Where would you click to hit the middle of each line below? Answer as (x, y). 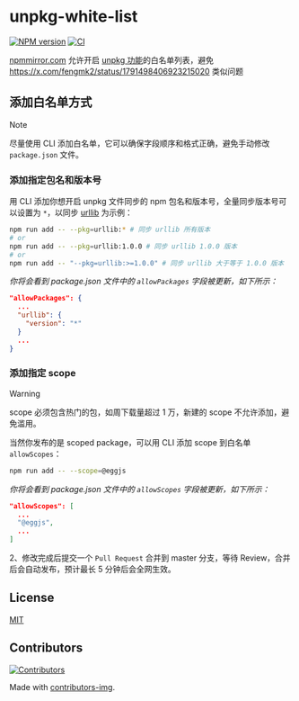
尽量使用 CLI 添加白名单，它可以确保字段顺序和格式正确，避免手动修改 (140, 143)
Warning (25, 393)
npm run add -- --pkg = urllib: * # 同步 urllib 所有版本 (110, 230)
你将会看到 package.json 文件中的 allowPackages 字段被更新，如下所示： (144, 282)
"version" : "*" (54, 324)
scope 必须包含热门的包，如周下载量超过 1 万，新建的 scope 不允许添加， (145, 412)
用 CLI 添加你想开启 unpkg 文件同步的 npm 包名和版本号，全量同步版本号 (144, 202)
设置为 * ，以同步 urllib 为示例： (75, 212)
